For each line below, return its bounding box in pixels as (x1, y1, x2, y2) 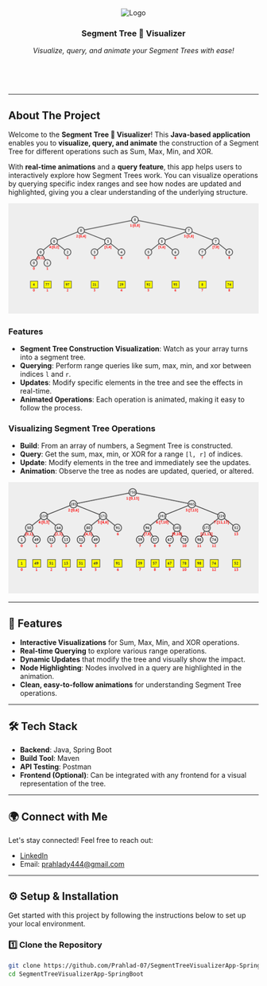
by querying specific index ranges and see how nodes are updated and (8, 179, 242, 188)
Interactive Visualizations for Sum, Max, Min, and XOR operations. (19, 637, 240, 647)
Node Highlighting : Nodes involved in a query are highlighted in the (19, 662, 242, 672)
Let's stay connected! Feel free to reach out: (8, 835, 153, 844)
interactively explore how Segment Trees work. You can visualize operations (8, 171, 258, 181)
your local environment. (8, 919, 86, 929)
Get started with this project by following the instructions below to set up (8, 910, 246, 920)
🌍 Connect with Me (8, 810, 108, 824)
